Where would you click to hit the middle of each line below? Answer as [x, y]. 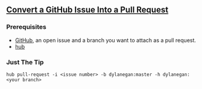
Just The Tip [25, 62]
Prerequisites [26, 27]
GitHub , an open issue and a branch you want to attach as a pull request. [106, 40]
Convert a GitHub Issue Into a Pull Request [87, 10]
